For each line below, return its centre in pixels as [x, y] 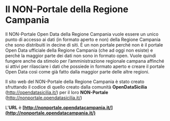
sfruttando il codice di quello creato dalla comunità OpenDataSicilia [76, 87]
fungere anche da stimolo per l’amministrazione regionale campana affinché [85, 61]
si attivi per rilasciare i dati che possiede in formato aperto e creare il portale [85, 66]
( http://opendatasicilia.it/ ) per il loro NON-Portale [57, 92]
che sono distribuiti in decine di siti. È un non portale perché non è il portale [84, 45]
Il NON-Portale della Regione [67, 9]
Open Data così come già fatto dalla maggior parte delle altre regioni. [77, 71]
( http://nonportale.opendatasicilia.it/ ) [44, 98]
